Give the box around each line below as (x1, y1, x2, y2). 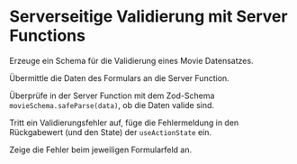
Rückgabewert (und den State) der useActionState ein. (9, 126, 212, 137)
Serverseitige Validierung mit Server (9, 6, 288, 27)
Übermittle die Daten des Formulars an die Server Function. (9, 72, 229, 83)
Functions (9, 25, 85, 46)
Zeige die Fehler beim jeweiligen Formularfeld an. (9, 144, 193, 155)
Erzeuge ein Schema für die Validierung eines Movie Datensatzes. (9, 55, 254, 66)
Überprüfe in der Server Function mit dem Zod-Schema (9, 90, 215, 101)
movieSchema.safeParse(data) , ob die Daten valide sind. (9, 99, 214, 110)
